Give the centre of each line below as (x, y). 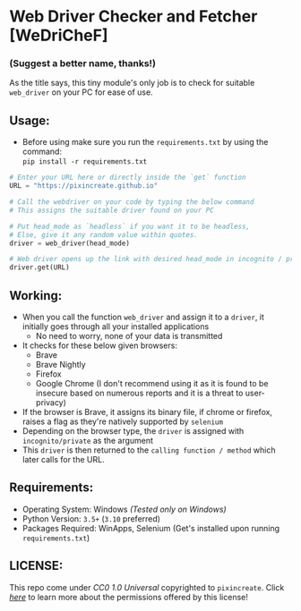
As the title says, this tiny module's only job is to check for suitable (132, 83)
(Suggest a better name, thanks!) (83, 64)
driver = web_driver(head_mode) (69, 243)
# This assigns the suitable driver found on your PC (112, 210)
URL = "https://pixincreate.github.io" (84, 186)
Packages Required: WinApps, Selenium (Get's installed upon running (151, 528)
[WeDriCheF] (59, 35)
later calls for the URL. (63, 459)
